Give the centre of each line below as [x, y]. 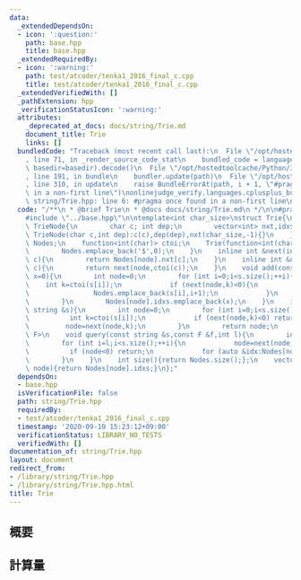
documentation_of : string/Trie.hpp [76, 452]
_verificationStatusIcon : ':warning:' [90, 110]
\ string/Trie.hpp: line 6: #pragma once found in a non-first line [156, 202]
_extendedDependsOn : [56, 26]
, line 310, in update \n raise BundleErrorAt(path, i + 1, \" [150, 185]
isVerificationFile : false [68, 393]
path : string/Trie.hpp [60, 402]
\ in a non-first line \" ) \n [77, 193]
